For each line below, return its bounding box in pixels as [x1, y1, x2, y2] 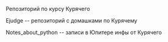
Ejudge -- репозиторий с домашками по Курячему [5, 17, 138, 24]
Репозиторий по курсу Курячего [5, 5, 90, 12]
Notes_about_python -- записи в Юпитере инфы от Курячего [5, 29, 163, 36]
